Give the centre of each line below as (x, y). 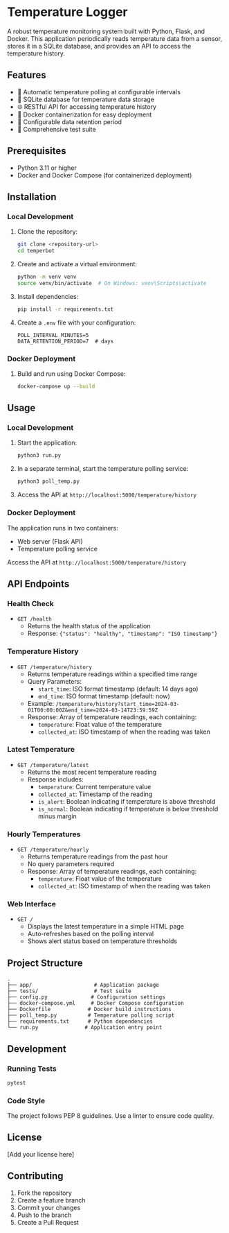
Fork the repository (45, 1193)
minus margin (57, 816)
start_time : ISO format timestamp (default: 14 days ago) (118, 689)
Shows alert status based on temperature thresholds (102, 941)
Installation (32, 197)
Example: (40, 703)
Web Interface (32, 904)
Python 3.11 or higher (47, 168)
